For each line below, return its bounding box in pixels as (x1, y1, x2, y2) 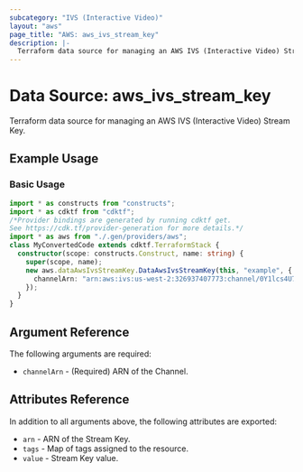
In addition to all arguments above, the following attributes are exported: (9, 416, 278, 427)
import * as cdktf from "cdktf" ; (9, 207, 135, 217)
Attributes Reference (9, 392, 130, 407)
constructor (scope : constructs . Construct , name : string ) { (17, 249, 244, 258)
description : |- (9, 38, 70, 48)
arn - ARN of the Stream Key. (22, 433, 131, 444)
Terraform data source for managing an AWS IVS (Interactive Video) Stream (9, 116, 290, 126)
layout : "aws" (9, 22, 63, 31)
